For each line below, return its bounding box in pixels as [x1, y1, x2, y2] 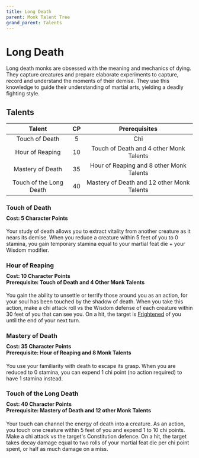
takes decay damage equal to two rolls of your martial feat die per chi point [6, 439, 190, 446]
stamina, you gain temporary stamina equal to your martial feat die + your [6, 241, 185, 248]
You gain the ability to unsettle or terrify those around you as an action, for [6, 292, 188, 299]
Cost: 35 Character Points [6, 342, 72, 350]
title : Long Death [6, 8, 52, 15]
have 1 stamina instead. [6, 374, 63, 382]
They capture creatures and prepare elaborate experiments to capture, [6, 71, 179, 78]
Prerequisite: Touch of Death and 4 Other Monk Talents [6, 278, 145, 286]
